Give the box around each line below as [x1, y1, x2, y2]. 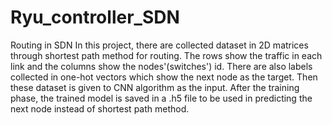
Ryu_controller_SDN [10, 6, 180, 29]
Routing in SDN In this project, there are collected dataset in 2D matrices [10, 39, 309, 51]
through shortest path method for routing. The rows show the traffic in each [10, 49, 323, 61]
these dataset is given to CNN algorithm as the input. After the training [10, 81, 300, 93]
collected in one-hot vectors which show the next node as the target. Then [10, 71, 318, 83]
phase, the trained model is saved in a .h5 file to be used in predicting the [10, 92, 313, 104]
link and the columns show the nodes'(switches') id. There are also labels [10, 60, 313, 72]
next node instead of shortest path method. [10, 102, 190, 115]
